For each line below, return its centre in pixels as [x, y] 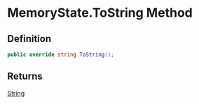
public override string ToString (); [61, 54]
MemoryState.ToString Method [100, 13]
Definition [29, 39]
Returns [25, 76]
